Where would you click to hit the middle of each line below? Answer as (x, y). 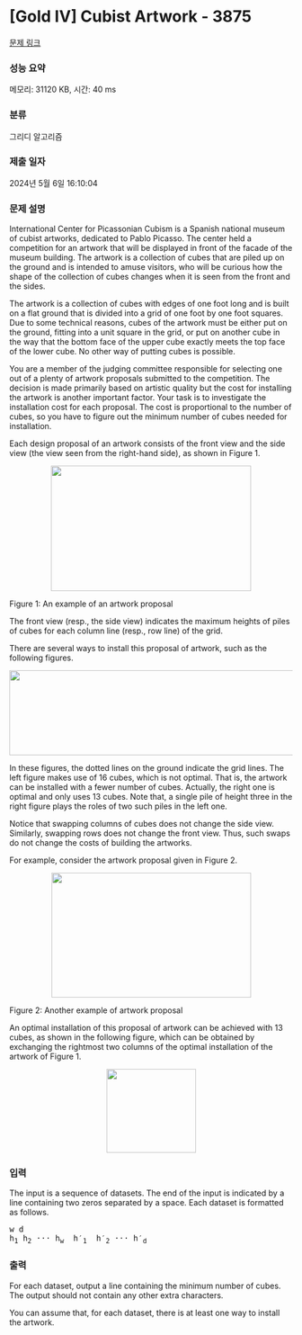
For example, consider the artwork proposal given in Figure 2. (124, 860)
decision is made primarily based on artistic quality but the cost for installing (151, 388)
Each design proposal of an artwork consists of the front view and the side (147, 444)
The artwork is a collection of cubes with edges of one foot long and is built (149, 304)
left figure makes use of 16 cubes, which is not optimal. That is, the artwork (148, 778)
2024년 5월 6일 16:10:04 (54, 183)
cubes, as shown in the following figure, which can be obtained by (132, 1037)
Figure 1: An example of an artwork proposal (91, 604)
